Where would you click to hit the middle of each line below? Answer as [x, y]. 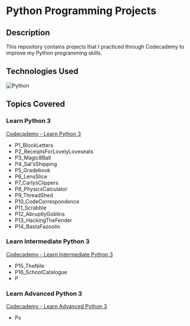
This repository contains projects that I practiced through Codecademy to [95, 46]
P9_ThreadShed [34, 195]
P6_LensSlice [31, 176]
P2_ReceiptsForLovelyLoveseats [54, 151]
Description [28, 33]
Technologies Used [42, 71]
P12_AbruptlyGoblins [40, 214]
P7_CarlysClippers [36, 182]
